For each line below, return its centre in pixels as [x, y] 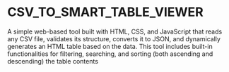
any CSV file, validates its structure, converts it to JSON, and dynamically [114, 38]
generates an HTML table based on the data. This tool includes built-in [110, 46]
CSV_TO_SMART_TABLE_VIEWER [105, 12]
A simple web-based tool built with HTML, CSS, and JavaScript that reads [115, 31]
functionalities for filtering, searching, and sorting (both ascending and [110, 54]
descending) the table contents [53, 61]
